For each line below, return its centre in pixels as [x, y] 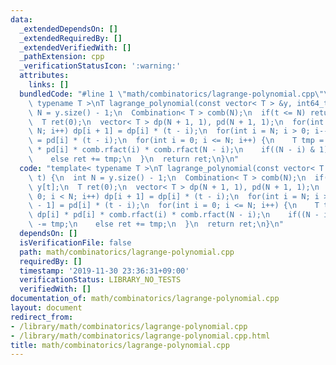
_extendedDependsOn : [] [68, 29]
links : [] [49, 85]
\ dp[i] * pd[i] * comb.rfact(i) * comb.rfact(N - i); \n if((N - [174, 215]
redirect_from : [42, 317]
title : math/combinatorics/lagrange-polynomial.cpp [120, 345]
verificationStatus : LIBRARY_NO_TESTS [100, 280]
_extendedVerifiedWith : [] [75, 47]
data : [21, 19]
